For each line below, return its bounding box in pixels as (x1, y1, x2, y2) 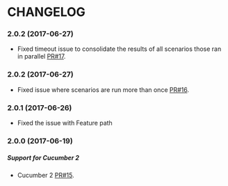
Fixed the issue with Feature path (17, 119, 113, 127)
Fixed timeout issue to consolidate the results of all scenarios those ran (17, 45, 222, 53)
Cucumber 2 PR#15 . (17, 171, 74, 179)
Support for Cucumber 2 (7, 153, 80, 162)
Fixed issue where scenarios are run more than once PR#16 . (17, 85, 190, 94)
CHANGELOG (7, 4, 85, 20)
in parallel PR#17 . (17, 52, 66, 61)
